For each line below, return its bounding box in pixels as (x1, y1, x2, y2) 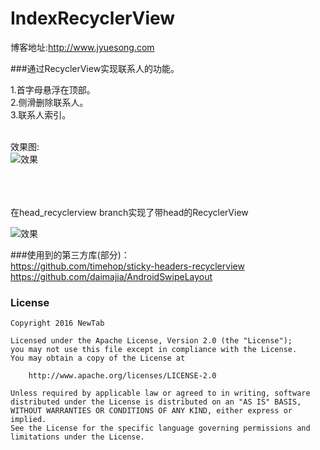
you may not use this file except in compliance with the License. (10, 345, 298, 355)
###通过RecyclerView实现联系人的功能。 (10, 62, 180, 74)
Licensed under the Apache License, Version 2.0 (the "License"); (10, 336, 293, 346)
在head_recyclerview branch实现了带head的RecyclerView (10, 206, 249, 218)
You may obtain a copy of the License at (10, 353, 186, 364)
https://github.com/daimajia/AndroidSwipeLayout (10, 270, 213, 282)
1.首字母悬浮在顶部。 (10, 83, 96, 96)
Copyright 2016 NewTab (10, 318, 105, 329)
